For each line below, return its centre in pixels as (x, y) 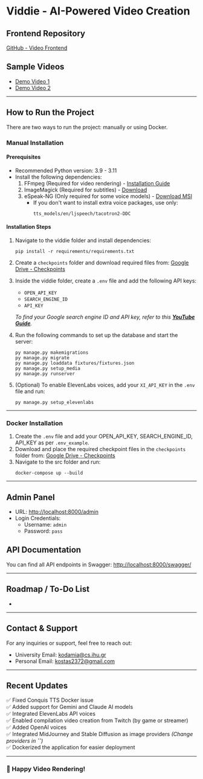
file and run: (30, 391)
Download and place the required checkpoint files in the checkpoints (100, 449)
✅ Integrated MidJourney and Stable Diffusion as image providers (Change (100, 734)
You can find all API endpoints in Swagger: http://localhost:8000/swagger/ (99, 564)
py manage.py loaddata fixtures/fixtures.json (75, 363)
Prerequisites (24, 157)
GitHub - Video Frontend (37, 48)
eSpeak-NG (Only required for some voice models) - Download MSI (108, 196)
